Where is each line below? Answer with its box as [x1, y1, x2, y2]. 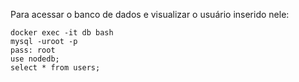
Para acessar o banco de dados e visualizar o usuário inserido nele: [10, 9, 290, 20]
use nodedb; [10, 54, 60, 64]
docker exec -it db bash [10, 28, 114, 38]
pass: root [10, 45, 56, 55]
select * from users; [10, 63, 101, 73]
